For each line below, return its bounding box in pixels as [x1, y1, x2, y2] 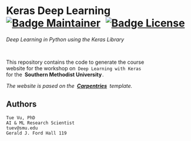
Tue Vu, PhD [6, 115, 35, 121]
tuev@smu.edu [6, 125, 38, 131]
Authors [6, 99, 37, 109]
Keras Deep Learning [6, 4, 110, 18]
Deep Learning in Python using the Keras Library [6, 36, 125, 43]
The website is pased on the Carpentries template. [6, 82, 133, 89]
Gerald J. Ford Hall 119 [6, 130, 67, 136]
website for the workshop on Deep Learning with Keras [6, 64, 142, 71]
